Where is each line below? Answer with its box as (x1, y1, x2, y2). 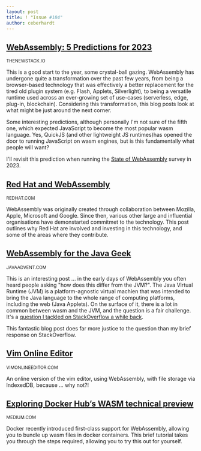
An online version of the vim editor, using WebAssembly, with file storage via (6, 375, 196, 382)
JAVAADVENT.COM (6, 264, 47, 270)
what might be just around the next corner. (6, 107, 112, 114)
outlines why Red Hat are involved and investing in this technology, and (6, 225, 182, 231)
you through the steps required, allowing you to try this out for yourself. (6, 438, 182, 445)
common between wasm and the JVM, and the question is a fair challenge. (6, 306, 191, 314)
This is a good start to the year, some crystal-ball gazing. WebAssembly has (6, 68, 194, 76)
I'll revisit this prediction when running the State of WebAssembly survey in (6, 155, 192, 163)
